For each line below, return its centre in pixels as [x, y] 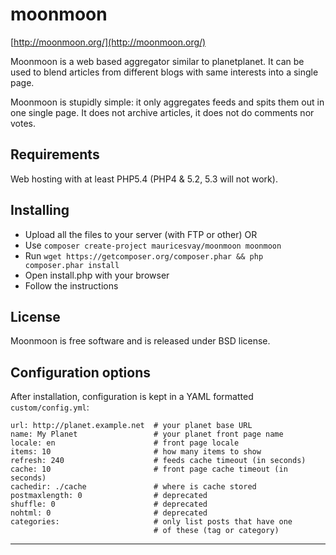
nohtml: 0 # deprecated [109, 513]
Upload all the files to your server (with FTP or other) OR [141, 234]
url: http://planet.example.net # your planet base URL [131, 426]
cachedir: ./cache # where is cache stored [133, 487]
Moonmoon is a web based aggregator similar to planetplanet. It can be [157, 61]
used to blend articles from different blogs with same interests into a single [164, 72]
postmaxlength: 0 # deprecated [109, 496]
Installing [40, 210]
